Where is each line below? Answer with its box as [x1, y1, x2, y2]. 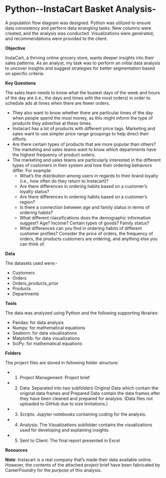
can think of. [19, 241, 45, 247]
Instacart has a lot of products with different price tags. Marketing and [12, 125, 156, 131]
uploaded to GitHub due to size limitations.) [19, 400, 108, 406]
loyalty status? [19, 188, 49, 194]
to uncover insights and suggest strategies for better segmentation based [5, 65, 155, 71]
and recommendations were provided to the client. [5, 36, 108, 42]
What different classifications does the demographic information [19, 215, 151, 220]
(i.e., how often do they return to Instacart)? [19, 178, 109, 184]
